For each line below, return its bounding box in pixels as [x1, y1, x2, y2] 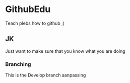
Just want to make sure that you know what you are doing [5, 48, 125, 54]
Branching [5, 60, 31, 67]
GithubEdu [5, 4, 51, 15]
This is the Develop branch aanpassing [5, 72, 86, 78]
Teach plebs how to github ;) [5, 20, 64, 26]
